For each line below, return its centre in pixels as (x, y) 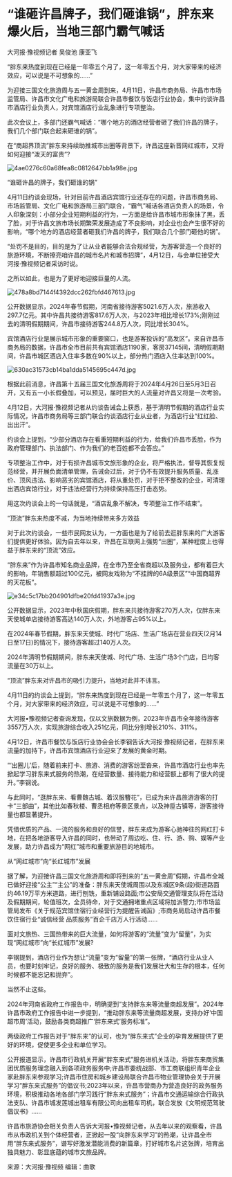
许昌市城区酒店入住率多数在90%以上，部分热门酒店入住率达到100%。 (119, 356)
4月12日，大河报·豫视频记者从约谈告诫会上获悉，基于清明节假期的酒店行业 (113, 407)
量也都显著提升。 (31, 814)
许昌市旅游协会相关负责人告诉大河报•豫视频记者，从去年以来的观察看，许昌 (115, 1126)
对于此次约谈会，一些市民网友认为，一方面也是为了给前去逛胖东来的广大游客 (116, 532)
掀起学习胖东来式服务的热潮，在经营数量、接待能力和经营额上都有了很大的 (113, 773)
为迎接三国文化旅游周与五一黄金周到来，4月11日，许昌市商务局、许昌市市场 (115, 90)
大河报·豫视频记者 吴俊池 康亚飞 (52, 52)
